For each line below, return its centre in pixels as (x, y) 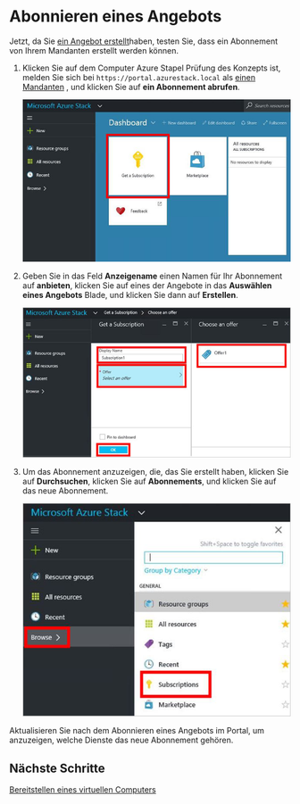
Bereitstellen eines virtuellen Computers (83, 789)
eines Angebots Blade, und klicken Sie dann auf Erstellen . (130, 294)
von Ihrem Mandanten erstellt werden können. (94, 50)
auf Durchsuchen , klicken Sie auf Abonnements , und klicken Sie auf (149, 481)
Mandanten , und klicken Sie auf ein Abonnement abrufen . (131, 87)
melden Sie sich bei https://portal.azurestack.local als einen (139, 77)
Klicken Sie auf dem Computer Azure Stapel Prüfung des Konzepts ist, (151, 68)
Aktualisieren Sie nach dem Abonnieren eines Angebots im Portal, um (137, 731)
